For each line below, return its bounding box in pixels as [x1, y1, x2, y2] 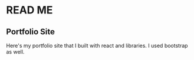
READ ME [6, 3, 53, 17]
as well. [6, 48, 25, 55]
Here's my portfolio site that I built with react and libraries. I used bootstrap [6, 42, 188, 49]
